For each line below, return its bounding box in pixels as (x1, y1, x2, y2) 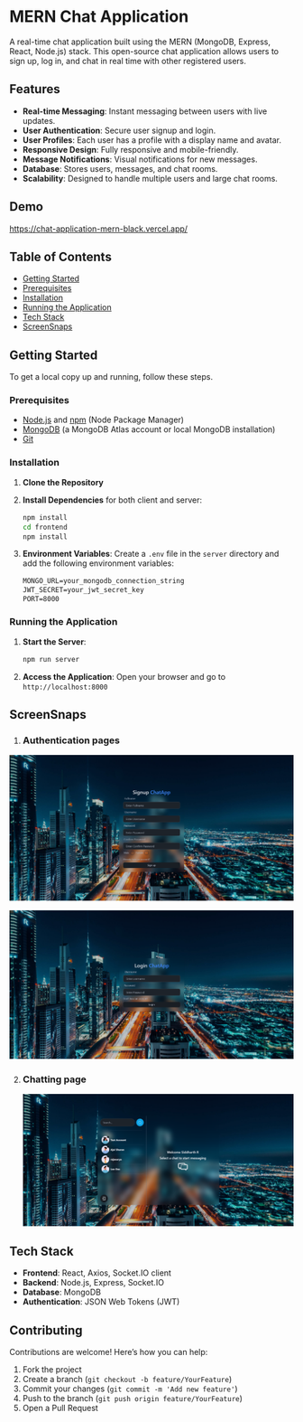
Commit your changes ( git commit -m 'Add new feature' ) (22, 1383, 238, 1394)
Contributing (9, 1323, 83, 1338)
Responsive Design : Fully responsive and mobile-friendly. (22, 144, 239, 155)
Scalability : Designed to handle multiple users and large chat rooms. (22, 173, 278, 184)
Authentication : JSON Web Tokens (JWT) (22, 1296, 180, 1307)
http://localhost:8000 (22, 683, 108, 692)
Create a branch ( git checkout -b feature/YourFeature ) (22, 1374, 233, 1385)
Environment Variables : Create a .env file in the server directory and (22, 549, 280, 560)
